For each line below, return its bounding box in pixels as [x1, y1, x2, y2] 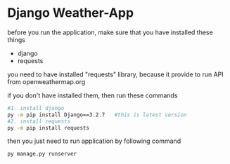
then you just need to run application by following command [7, 137, 181, 145]
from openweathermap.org [7, 77, 86, 86]
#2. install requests [7, 118, 71, 125]
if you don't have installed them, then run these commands [7, 91, 178, 100]
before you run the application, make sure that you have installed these [7, 28, 213, 36]
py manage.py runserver [7, 151, 77, 158]
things [7, 35, 26, 43]
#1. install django [7, 104, 65, 111]
